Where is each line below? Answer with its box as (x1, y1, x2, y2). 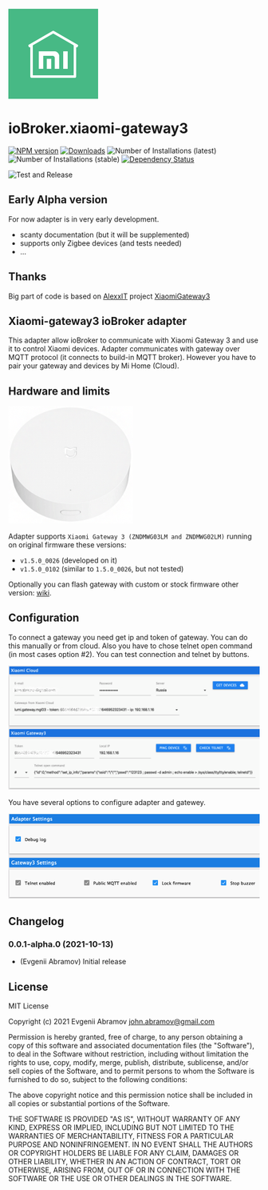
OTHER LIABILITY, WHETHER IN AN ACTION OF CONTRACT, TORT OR (8, 1156, 241, 1166)
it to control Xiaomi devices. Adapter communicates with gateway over (8, 344, 241, 354)
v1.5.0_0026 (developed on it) (19, 555, 118, 565)
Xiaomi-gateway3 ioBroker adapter (8, 314, 187, 328)
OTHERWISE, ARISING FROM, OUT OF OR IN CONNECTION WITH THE (8, 1165, 241, 1175)
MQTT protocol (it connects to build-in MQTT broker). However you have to (8, 353, 257, 363)
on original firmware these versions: (8, 540, 127, 550)
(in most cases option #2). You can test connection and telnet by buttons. (8, 649, 250, 659)
